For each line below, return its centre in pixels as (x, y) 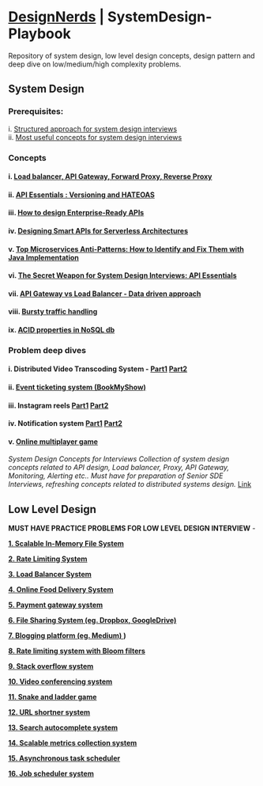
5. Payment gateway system (56, 605)
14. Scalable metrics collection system (73, 743)
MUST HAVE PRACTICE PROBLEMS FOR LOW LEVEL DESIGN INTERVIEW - (132, 528)
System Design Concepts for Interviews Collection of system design (119, 459)
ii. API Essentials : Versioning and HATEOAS (82, 195)
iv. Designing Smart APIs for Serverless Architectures (98, 230)
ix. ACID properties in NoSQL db (62, 329)
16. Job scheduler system (51, 774)
